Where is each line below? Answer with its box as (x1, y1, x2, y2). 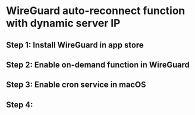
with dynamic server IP (6, 16, 121, 30)
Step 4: (6, 100, 33, 110)
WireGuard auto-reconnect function (6, 4, 186, 18)
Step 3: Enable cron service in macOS (6, 80, 146, 90)
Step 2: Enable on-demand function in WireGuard (6, 60, 190, 70)
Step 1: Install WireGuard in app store (6, 40, 144, 50)
